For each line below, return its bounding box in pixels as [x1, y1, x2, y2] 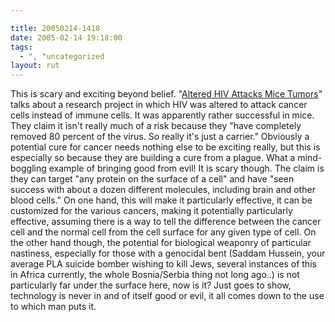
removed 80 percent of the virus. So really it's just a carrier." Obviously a [10, 131, 310, 143]
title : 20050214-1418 [10, 23, 101, 33]
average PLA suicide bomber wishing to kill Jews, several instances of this [10, 258, 317, 270]
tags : [10, 42, 33, 52]
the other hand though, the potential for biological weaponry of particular [10, 237, 312, 249]
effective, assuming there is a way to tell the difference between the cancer [10, 216, 322, 228]
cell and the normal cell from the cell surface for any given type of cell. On [10, 226, 317, 238]
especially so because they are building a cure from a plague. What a [10, 152, 296, 164]
